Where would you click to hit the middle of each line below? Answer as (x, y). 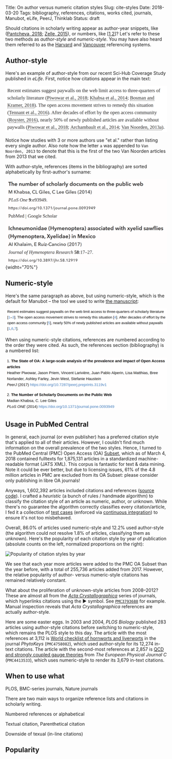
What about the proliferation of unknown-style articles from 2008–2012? (82, 590)
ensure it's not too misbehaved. (39, 517)
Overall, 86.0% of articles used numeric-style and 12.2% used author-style (85, 528)
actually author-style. (28, 612)
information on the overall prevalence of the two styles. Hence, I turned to (83, 447)
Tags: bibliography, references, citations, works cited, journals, (86, 13)
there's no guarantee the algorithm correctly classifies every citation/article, (85, 507)
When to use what (35, 676)
